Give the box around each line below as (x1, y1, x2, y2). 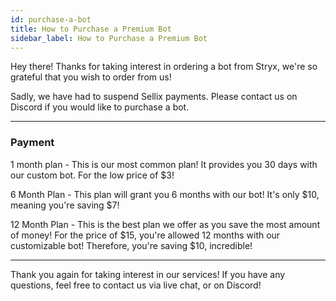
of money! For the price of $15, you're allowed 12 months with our (10, 229, 281, 241)
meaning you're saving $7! (10, 199, 120, 211)
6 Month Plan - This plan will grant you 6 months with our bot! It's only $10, (10, 188, 320, 200)
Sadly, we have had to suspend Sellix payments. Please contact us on (10, 91, 298, 103)
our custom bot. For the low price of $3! (10, 169, 175, 181)
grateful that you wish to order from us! (10, 71, 172, 83)
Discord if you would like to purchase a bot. (10, 101, 190, 113)
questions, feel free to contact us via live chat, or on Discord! (10, 279, 262, 291)
